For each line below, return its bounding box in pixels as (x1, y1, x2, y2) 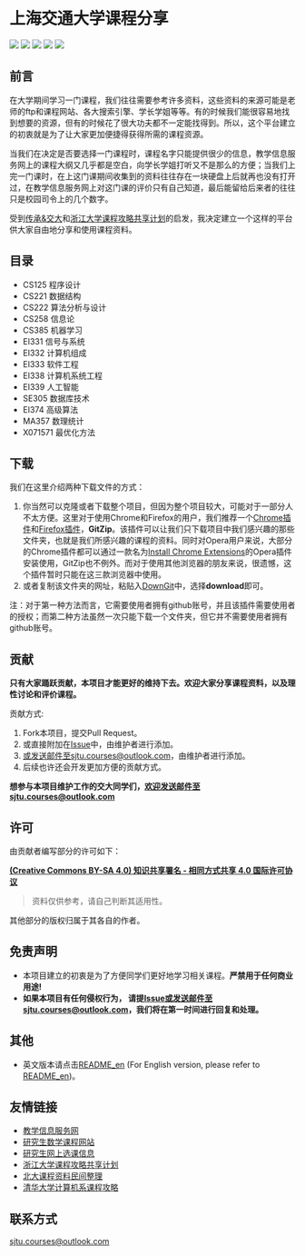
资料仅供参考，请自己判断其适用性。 (31, 896, 168, 906)
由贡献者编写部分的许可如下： (9, 846, 121, 856)
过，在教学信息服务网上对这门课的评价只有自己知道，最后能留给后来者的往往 (9, 182, 296, 193)
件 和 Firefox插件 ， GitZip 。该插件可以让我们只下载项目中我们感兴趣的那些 (22, 523, 295, 534)
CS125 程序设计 (22, 279, 82, 290)
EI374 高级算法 (22, 404, 79, 414)
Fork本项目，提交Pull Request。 (22, 728, 143, 739)
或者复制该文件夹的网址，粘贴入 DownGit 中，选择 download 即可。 (22, 581, 269, 592)
